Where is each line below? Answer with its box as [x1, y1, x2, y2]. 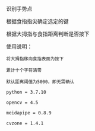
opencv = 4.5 [6, 100, 39, 106]
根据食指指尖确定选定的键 [6, 18, 69, 25]
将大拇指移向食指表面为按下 [6, 56, 64, 62]
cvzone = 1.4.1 [6, 120, 44, 126]
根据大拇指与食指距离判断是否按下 [6, 30, 90, 37]
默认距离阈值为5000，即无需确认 [6, 79, 75, 85]
